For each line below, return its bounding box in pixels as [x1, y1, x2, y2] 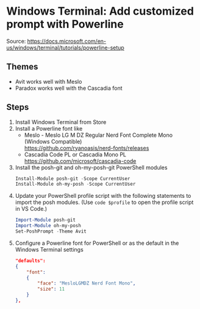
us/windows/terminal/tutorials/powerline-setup [6, 44, 125, 51]
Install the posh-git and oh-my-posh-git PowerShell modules [15, 164, 168, 171]
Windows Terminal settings [15, 245, 84, 253]
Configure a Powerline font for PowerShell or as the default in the [15, 239, 179, 247]
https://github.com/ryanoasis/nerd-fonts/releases [24, 144, 149, 151]
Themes [6, 62, 38, 72]
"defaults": [15, 258, 46, 264]
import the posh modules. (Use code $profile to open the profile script [15, 198, 194, 206]
